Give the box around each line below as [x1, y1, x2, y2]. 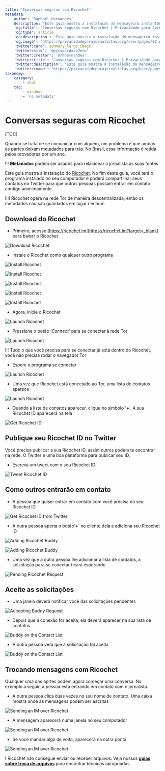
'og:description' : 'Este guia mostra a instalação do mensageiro [14, 35, 151, 40]
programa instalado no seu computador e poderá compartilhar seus [5, 175, 142, 182]
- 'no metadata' [23, 94, 56, 99]
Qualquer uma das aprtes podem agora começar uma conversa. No [5, 678, 142, 685]
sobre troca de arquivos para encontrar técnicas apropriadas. [5, 761, 131, 767]
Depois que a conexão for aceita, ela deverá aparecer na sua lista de [12, 617, 151, 623]
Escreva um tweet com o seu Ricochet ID [12, 462, 96, 468]
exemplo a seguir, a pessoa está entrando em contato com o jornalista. [5, 684, 149, 690]
